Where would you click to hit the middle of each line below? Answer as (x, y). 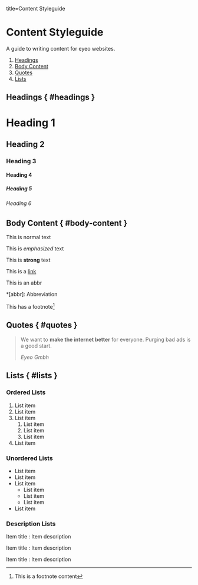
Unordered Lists (29, 458)
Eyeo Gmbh (34, 357)
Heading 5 (19, 189)
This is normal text (29, 237)
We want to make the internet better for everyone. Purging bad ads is (105, 339)
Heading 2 (26, 144)
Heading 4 (19, 175)
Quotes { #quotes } (42, 325)
